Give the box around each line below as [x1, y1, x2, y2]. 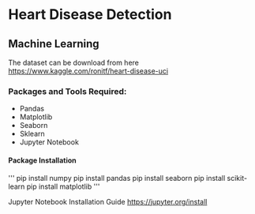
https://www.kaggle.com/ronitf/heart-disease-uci [8, 66, 168, 76]
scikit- [227, 173, 247, 182]
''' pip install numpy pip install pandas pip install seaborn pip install [8, 173, 226, 182]
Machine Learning [8, 37, 100, 51]
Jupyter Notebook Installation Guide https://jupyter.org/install [8, 197, 208, 206]
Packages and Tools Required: [8, 85, 127, 96]
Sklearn [19, 129, 45, 139]
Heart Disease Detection [8, 6, 172, 24]
